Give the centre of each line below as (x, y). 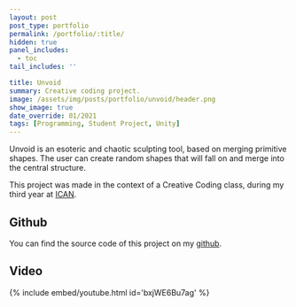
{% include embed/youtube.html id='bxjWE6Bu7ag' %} (109, 292)
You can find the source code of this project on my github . (116, 243)
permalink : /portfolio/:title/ (67, 34)
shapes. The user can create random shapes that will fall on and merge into (147, 158)
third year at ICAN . (43, 195)
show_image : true (41, 107)
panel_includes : (39, 50)
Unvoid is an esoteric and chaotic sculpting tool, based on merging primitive (148, 149)
